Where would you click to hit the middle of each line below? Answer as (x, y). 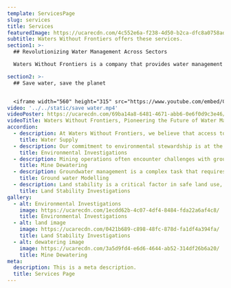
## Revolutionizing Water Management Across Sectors (90, 52)
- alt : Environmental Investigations (67, 203)
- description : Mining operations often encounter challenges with (112, 159)
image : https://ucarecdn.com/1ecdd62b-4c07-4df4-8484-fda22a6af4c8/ (120, 210)
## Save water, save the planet (60, 83)
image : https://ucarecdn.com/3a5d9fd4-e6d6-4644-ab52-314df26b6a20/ (120, 248)
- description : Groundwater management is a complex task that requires (120, 172)
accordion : (23, 127)
